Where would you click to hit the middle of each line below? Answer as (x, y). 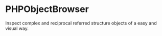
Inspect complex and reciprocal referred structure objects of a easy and (81, 23)
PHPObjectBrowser (47, 9)
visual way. (17, 28)
